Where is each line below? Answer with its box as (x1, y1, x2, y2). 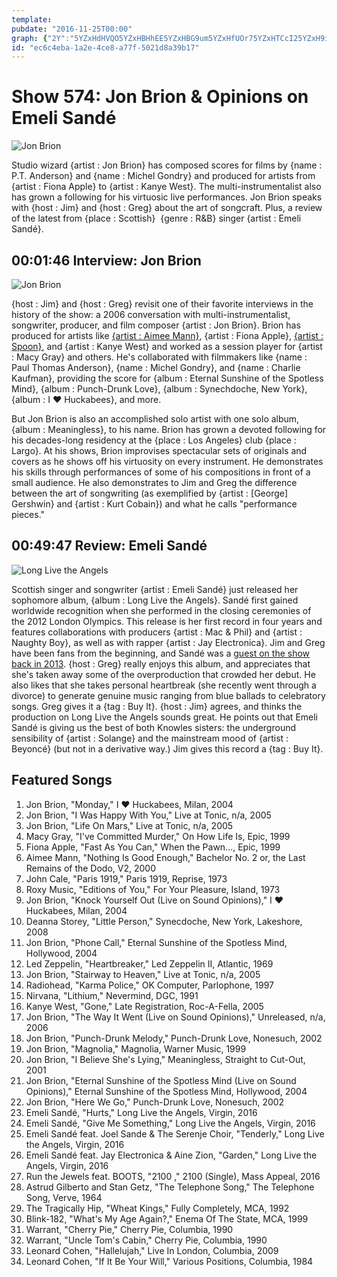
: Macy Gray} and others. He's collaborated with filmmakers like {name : (11, 351, 308, 363)
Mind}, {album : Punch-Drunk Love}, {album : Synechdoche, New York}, (11, 383, 308, 395)
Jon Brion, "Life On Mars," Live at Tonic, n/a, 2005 (25, 819, 234, 831)
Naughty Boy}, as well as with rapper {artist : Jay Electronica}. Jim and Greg (11, 636, 326, 648)
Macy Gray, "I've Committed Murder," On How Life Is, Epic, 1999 (25, 830, 291, 842)
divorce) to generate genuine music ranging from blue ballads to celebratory (11, 689, 326, 701)
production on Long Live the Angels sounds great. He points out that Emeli (11, 711, 319, 723)
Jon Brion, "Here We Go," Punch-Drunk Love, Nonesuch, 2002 (25, 1096, 285, 1108)
